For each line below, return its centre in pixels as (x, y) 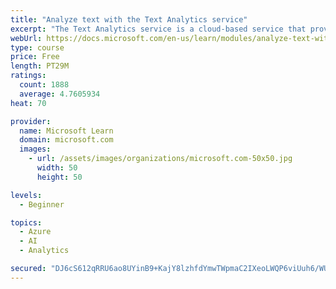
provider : (31, 121)
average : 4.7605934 (60, 94)
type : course (37, 47)
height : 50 (59, 177)
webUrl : (26, 38)
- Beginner (42, 204)
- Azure (35, 232)
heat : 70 (28, 103)
